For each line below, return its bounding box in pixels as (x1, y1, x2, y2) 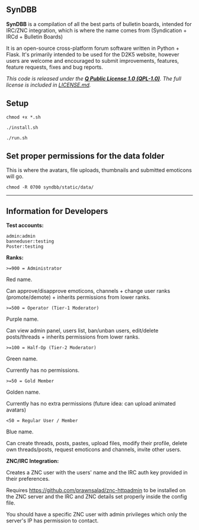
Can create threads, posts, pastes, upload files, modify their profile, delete (6, 440, 188, 447)
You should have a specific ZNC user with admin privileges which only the (6, 511, 187, 518)
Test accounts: (6, 222, 44, 229)
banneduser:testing (6, 238, 54, 245)
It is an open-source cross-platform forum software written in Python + (6, 44, 179, 52)
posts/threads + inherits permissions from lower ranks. (6, 333, 140, 340)
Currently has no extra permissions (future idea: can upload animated (6, 400, 176, 407)
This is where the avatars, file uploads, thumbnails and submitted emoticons (6, 167, 192, 174)
